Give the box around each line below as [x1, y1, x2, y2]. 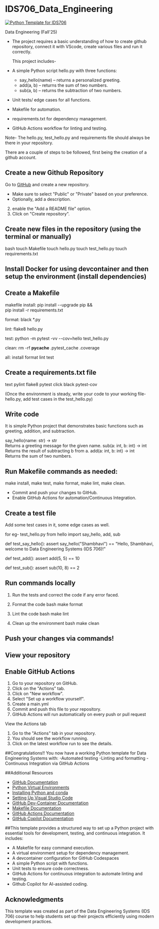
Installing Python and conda [12, 790, 68, 795]
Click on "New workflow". [12, 691, 64, 697]
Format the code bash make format [12, 601, 83, 607]
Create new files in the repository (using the [5, 225, 141, 233]
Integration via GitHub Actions [29, 760, 89, 766]
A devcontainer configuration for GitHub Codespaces [12, 855, 119, 861]
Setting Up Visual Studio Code [12, 795, 73, 801]
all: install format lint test [5, 354, 54, 360]
